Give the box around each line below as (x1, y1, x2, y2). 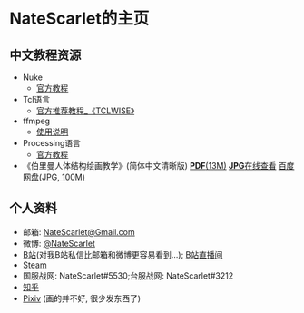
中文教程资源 (9, 47, 82, 63)
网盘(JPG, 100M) (22, 171, 86, 182)
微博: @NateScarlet (22, 238, 95, 249)
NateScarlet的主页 (9, 8, 150, 29)
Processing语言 (22, 138, 82, 148)
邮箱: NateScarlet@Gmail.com (22, 226, 135, 237)
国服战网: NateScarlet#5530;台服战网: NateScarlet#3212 (22, 269, 234, 281)
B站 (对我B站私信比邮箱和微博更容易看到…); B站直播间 (22, 249, 223, 259)
